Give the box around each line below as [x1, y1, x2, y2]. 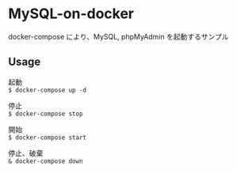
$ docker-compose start [8, 134, 87, 141]
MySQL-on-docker [8, 5, 135, 23]
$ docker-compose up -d [8, 86, 87, 94]
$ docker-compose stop [8, 110, 83, 118]
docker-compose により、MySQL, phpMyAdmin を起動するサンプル [8, 32, 229, 41]
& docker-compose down [8, 157, 83, 165]
